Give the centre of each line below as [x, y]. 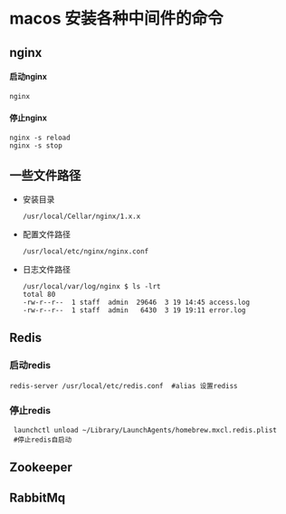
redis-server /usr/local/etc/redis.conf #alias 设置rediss [124, 386]
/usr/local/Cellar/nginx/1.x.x [81, 216]
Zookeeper [41, 467]
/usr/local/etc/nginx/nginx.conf [86, 251]
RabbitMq [38, 498]
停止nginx [29, 118]
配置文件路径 [46, 234]
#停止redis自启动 [43, 440]
